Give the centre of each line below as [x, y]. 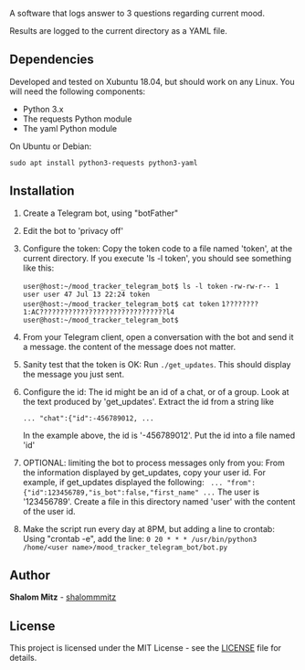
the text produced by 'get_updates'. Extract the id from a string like [148, 401]
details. [23, 658]
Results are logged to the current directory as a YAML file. [119, 31]
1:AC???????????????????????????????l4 [99, 312]
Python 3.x [43, 109]
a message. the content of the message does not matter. [129, 346]
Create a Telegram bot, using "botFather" [100, 213]
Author [30, 575]
